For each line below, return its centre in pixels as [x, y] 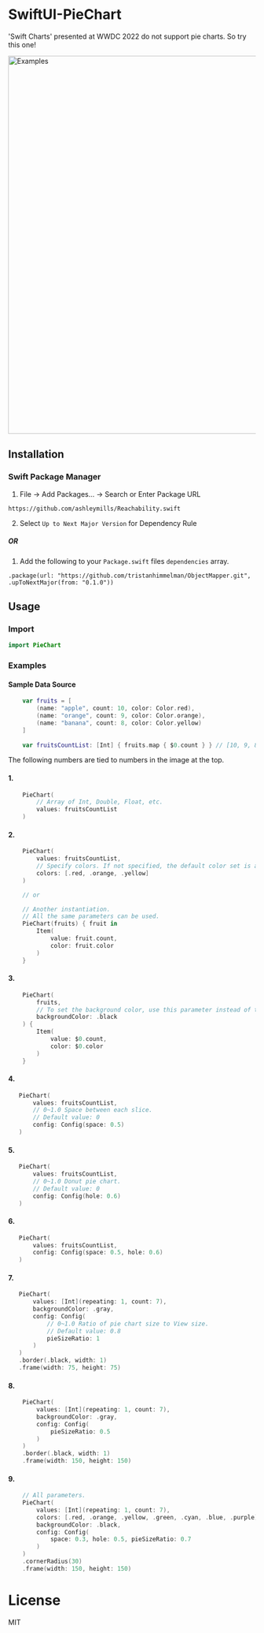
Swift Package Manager [55, 477]
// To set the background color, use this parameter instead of [144, 1010]
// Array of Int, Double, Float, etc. [100, 802]
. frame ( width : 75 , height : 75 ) [70, 1368]
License [35, 1600]
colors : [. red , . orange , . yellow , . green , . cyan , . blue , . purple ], [149, 1517]
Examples [27, 666]
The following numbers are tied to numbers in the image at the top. [116, 760]
